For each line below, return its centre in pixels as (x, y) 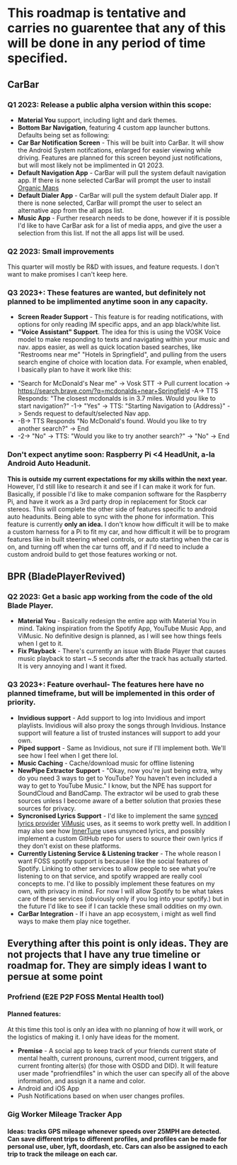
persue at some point (55, 977)
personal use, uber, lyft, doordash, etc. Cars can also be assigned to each (117, 1146)
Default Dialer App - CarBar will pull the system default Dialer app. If (117, 195)
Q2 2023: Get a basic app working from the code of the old (110, 597)
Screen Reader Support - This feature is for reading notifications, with (120, 317)
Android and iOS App (48, 1088)
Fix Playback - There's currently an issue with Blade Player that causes (122, 651)
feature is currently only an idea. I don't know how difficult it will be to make (118, 524)
